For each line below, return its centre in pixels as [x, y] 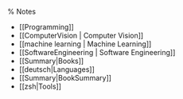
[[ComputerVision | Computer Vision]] [81, 36]
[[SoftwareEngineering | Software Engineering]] [97, 52]
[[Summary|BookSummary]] [65, 78]
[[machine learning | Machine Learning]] [85, 44]
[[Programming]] [47, 27]
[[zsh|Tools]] [40, 86]
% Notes [22, 12]
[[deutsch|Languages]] [56, 69]
